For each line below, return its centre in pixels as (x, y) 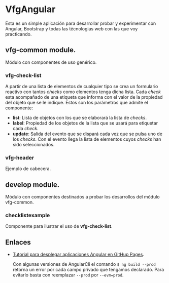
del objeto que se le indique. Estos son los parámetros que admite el (77, 103)
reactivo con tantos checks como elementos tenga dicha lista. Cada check (83, 92)
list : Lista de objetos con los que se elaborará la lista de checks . (80, 118)
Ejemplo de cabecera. (28, 169)
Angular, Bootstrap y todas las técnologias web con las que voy (72, 28)
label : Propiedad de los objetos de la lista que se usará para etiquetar (85, 123)
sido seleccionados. (33, 145)
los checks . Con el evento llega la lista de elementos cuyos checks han (87, 139)
